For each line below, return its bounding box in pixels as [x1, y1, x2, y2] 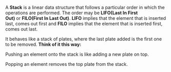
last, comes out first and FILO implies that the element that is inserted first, [5, 20, 163, 27]
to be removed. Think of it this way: [5, 41, 81, 47]
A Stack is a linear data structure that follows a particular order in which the [5, 5, 165, 10]
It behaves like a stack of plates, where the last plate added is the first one [5, 36, 162, 42]
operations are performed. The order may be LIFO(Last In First [5, 10, 138, 16]
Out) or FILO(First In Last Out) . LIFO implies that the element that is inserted [5, 15, 166, 21]
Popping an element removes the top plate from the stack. [5, 61, 128, 67]
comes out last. [5, 26, 38, 32]
